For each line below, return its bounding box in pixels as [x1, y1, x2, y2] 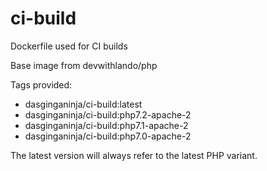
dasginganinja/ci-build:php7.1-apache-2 [24, 119, 189, 131]
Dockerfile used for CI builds [10, 40, 128, 52]
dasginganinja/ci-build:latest [24, 98, 143, 110]
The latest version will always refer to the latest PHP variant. [10, 149, 258, 161]
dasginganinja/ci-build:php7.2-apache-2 [24, 108, 192, 121]
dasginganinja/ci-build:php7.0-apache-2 [24, 130, 192, 142]
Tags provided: [10, 78, 73, 91]
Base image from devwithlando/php [10, 59, 158, 71]
